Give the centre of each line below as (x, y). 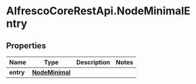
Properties (26, 46)
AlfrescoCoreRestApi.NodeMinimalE (98, 11)
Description (93, 62)
